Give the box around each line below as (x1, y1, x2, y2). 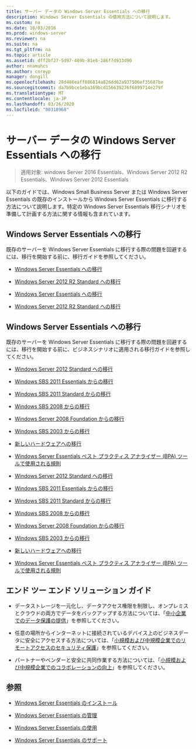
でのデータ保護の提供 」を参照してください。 (14, 617, 122, 624)
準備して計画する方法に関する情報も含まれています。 (6, 210, 133, 217)
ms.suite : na (6, 42, 38, 47)
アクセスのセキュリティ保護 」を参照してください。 (30, 644, 153, 651)
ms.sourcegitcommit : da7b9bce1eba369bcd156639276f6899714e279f (6, 85, 164, 91)
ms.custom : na (6, 19, 41, 25)
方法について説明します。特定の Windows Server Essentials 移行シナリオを (6, 203, 187, 210)
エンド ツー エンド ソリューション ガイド (6, 586, 152, 596)
